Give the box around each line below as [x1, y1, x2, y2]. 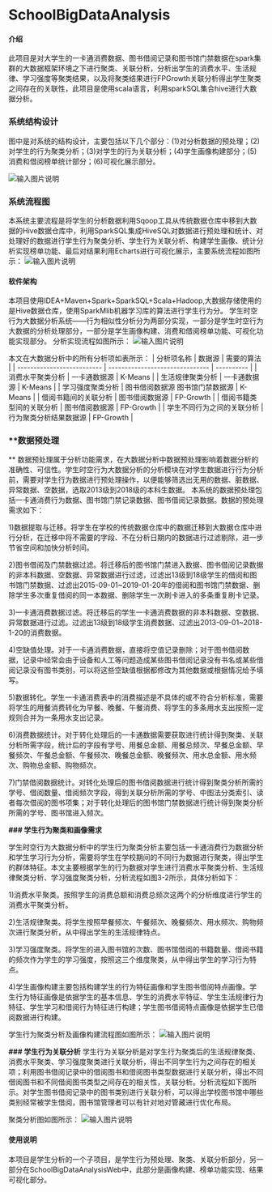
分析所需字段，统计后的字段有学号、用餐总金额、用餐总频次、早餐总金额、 [8, 740, 257, 750]
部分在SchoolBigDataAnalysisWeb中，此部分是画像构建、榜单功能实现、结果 [8, 1164, 264, 1174]
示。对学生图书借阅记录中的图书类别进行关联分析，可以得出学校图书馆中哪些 [8, 1088, 264, 1097]
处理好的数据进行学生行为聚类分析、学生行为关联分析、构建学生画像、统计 [8, 236, 257, 245]
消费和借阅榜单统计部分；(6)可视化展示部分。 [8, 156, 160, 166]
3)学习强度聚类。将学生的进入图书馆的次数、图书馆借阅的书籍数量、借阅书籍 [8, 945, 264, 955]
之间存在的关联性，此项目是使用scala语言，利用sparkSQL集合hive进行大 [8, 83, 250, 94]
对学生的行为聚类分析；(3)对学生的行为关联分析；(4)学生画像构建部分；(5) [8, 146, 257, 155]
